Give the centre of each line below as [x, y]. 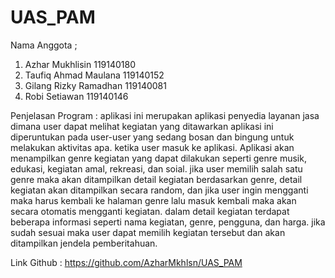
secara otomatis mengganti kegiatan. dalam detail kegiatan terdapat [150, 211]
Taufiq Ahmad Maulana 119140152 [94, 75]
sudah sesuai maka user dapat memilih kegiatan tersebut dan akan [148, 232]
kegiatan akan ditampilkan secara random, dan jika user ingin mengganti [159, 190]
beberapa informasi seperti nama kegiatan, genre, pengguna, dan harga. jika [168, 222]
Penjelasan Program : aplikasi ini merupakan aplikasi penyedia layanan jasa [165, 115]
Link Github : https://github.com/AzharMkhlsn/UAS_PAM [126, 262]
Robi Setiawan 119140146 [76, 96]
